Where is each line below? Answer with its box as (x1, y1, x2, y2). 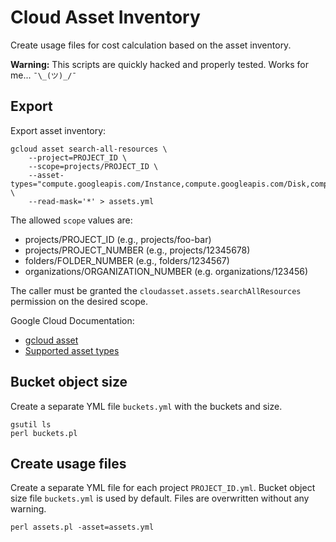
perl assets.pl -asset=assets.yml (10, 522, 155, 533)
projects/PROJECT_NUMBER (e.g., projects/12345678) (24, 244, 251, 256)
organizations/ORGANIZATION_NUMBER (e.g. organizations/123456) (24, 265, 309, 277)
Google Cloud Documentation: (10, 314, 135, 326)
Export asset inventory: (10, 124, 107, 136)
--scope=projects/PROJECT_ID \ (28, 161, 159, 171)
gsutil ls (10, 419, 52, 430)
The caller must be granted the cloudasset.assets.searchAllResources (10, 284, 302, 296)
